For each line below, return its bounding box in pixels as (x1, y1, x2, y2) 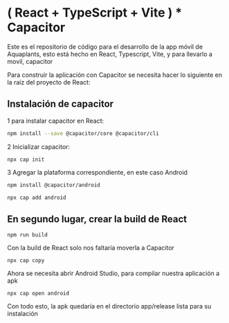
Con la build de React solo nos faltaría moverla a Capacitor (7, 244, 175, 252)
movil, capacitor (7, 57, 53, 65)
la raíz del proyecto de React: (7, 78, 91, 86)
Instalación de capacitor (7, 98, 114, 110)
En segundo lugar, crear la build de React (7, 213, 187, 225)
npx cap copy (7, 257, 45, 264)
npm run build (7, 232, 48, 238)
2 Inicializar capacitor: (7, 142, 71, 150)
